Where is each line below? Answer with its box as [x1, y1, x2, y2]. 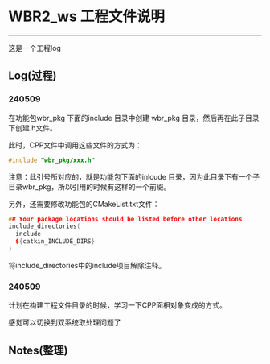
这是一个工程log [8, 43, 62, 52]
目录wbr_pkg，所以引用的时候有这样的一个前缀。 [8, 182, 171, 192]
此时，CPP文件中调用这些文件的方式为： [8, 140, 143, 150]
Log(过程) [8, 69, 57, 83]
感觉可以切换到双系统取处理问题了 [8, 317, 121, 327]
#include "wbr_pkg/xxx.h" [8, 156, 95, 164]
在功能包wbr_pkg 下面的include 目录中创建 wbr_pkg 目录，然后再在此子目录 [8, 113, 260, 122]
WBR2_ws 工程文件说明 [8, 7, 166, 26]
